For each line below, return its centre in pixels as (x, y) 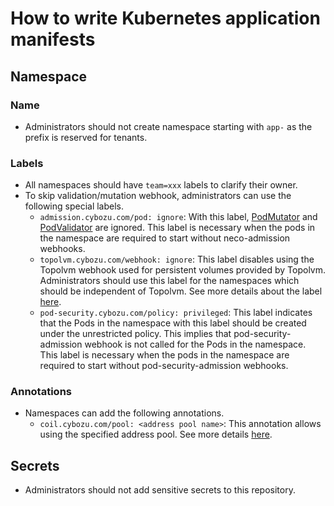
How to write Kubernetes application (165, 18)
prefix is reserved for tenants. (86, 137)
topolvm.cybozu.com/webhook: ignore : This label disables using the (177, 259)
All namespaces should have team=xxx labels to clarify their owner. (161, 185)
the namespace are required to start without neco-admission (165, 238)
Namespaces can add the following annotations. (124, 413)
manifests (53, 39)
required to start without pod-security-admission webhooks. (164, 366)
